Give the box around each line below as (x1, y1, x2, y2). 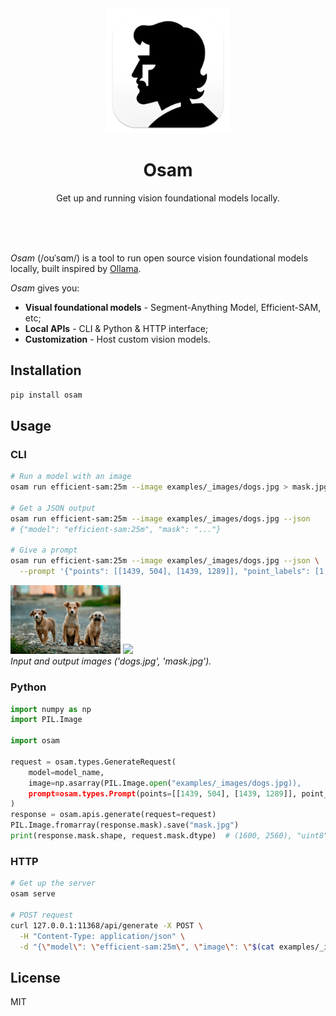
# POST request (10, 910, 74, 920)
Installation (10, 362, 82, 379)
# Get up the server (10, 878, 97, 889)
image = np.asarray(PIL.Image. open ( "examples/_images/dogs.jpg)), (28, 778, 302, 788)
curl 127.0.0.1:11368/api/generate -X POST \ (10, 920, 203, 931)
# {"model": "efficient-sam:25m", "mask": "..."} (10, 524, 222, 534)
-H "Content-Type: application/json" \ (19, 931, 186, 941)
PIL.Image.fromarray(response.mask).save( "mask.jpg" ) (10, 820, 240, 831)
